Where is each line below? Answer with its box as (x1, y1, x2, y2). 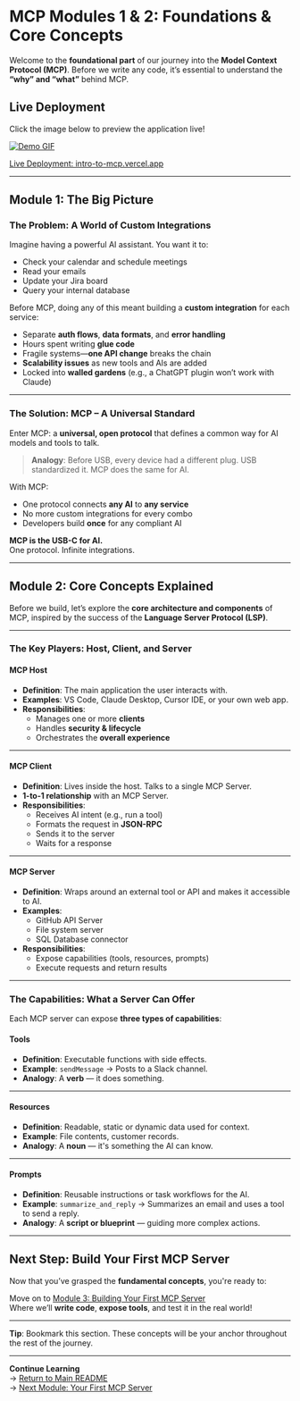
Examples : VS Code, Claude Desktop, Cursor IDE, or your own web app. (21, 694, 288, 705)
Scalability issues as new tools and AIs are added (21, 357, 207, 368)
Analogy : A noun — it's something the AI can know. (21, 1140, 213, 1151)
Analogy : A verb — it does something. (21, 1072, 165, 1083)
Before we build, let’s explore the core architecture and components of (9, 602, 273, 613)
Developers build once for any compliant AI (21, 517, 182, 528)
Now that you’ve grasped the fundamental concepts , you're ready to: (9, 1275, 267, 1286)
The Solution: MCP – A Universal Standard (9, 407, 196, 420)
